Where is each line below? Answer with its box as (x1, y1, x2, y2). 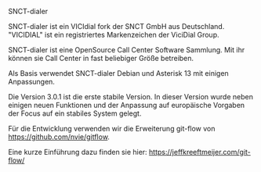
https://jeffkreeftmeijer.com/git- (148, 148, 251, 156)
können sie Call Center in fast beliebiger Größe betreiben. (8, 54, 194, 63)
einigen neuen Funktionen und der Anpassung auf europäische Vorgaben (8, 101, 245, 109)
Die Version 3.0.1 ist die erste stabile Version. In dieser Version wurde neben (8, 92, 253, 101)
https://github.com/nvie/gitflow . (8, 132, 110, 142)
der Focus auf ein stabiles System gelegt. (8, 109, 142, 118)
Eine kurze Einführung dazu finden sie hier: (8, 148, 147, 156)
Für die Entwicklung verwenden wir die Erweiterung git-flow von (8, 124, 216, 133)
